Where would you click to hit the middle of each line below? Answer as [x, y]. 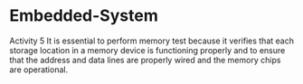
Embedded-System [84, 16]
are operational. [39, 70]
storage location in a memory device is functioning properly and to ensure [147, 50]
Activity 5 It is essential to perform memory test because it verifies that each [151, 41]
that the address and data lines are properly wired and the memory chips [145, 60]
